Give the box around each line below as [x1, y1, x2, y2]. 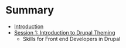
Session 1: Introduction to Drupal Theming [13, 29, 115, 36]
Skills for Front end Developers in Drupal [22, 35, 121, 42]
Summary [5, 4, 54, 17]
